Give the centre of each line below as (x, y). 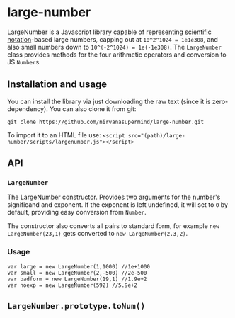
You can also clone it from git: (93, 109)
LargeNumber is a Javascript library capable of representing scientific (109, 32)
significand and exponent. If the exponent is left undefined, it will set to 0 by (118, 205)
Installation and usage (57, 85)
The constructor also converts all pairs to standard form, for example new (113, 226)
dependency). (28, 109)
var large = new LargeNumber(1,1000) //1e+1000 (79, 266)
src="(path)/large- (156, 135)
